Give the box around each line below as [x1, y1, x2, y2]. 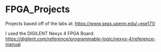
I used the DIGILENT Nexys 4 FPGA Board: [5, 30, 95, 36]
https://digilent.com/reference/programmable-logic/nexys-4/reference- [5, 36, 156, 42]
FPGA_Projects [5, 4, 70, 15]
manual [5, 41, 21, 47]
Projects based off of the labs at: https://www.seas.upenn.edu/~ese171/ [5, 20, 155, 27]
